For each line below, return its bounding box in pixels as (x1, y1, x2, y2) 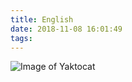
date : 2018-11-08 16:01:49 (10, 24, 123, 34)
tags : (10, 33, 33, 43)
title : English (10, 14, 74, 25)
